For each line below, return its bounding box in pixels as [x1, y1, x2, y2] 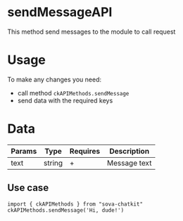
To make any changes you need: [7, 75, 102, 83]
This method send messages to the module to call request [7, 27, 176, 36]
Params [11, 146, 37, 156]
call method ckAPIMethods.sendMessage [17, 88, 130, 97]
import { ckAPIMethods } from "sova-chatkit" [7, 201, 143, 208]
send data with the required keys [17, 96, 113, 105]
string [43, 158, 63, 168]
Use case [7, 182, 49, 194]
